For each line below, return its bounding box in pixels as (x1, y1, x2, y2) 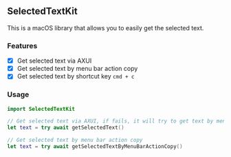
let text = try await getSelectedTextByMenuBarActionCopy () (7, 143, 184, 150)
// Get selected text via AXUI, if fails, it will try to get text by (7, 118, 214, 125)
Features (7, 41, 38, 50)
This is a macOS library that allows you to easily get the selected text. (7, 23, 204, 32)
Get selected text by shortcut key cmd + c (16, 72, 135, 81)
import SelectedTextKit (7, 105, 76, 112)
